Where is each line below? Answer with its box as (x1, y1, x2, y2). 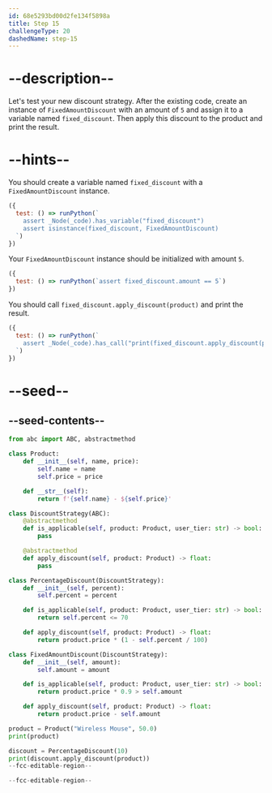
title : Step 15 (8, 19, 60, 28)
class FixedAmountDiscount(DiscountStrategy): (8, 650, 168, 658)
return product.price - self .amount (37, 710, 161, 718)
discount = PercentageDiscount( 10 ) (8, 747, 129, 755)
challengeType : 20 (8, 27, 70, 35)
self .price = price (37, 472, 104, 481)
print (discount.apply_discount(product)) (8, 754, 151, 763)
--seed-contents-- (8, 413, 105, 427)
